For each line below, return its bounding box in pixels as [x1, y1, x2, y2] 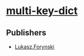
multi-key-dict [6, 4, 78, 18]
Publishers [6, 28, 46, 38]
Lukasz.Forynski [14, 43, 55, 50]
